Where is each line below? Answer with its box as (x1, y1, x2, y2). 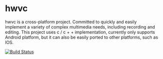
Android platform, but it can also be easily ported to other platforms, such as (5, 34, 158, 40)
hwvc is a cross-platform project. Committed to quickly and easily (5, 19, 137, 25)
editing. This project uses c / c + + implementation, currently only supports (5, 29, 155, 35)
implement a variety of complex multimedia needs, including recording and (5, 24, 155, 29)
